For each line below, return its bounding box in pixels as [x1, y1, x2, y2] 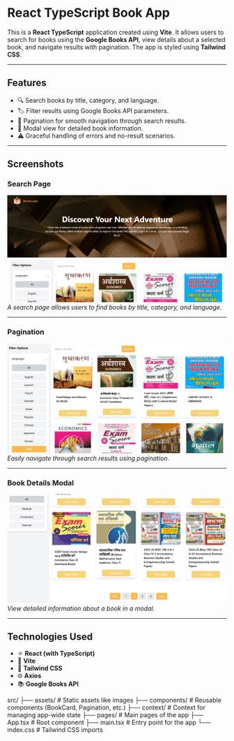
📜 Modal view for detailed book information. [17, 124, 143, 132]
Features [7, 77, 47, 89]
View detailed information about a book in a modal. [7, 604, 155, 612]
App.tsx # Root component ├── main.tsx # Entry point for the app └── [7, 718, 211, 727]
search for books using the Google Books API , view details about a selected [7, 35, 226, 43]
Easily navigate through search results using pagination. [7, 454, 170, 462]
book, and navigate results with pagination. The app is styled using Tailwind [7, 43, 226, 51]
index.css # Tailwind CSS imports [7, 726, 103, 734]
